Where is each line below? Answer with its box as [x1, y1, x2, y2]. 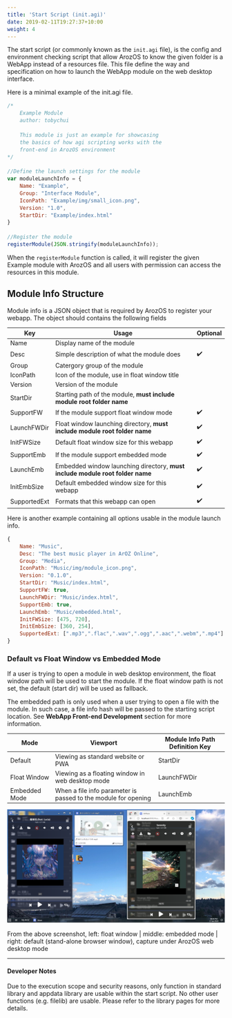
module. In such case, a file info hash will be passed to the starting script [7, 705, 215, 713]
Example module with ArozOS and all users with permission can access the [7, 260, 222, 269]
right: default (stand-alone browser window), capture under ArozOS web [7, 937, 214, 945]
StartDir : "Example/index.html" [19, 211, 113, 219]
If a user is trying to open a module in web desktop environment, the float [7, 670, 216, 678]
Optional [196, 329, 222, 338]
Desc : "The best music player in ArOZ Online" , [19, 550, 159, 557]
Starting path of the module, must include [55, 390, 175, 398]
